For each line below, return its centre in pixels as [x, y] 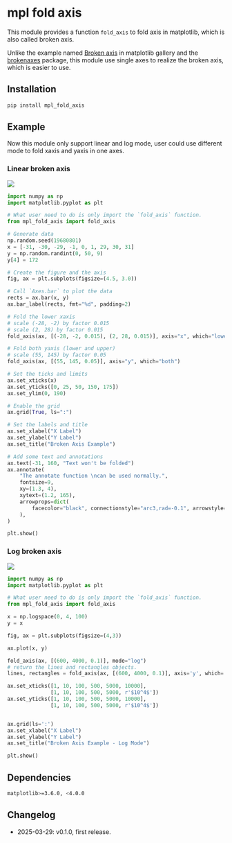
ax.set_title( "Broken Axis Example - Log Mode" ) [78, 743]
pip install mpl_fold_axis [46, 105]
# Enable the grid [33, 406]
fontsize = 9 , [37, 483]
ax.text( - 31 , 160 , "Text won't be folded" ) [71, 463]
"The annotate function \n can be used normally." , [94, 476]
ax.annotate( [26, 469]
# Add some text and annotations [55, 457]
